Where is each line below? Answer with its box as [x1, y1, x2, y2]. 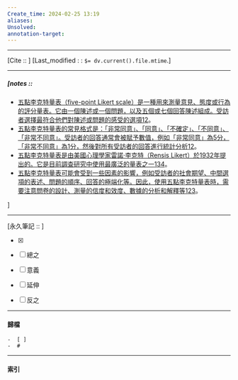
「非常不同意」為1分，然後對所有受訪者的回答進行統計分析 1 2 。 [17, 142, 200, 151]
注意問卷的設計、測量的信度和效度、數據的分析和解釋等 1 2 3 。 [23, 186, 202, 195]
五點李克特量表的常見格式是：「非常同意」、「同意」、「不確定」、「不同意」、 [17, 125, 229, 133]
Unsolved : [7, 23, 37, 30]
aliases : [7, 17, 33, 24]
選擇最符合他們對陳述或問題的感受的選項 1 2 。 [23, 116, 155, 124]
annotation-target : [7, 30, 65, 38]
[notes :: [7, 79, 33, 87]
